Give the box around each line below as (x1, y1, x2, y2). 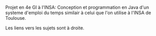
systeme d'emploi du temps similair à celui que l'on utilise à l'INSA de (5, 10, 151, 16)
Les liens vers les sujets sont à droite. (5, 25, 84, 31)
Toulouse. (5, 15, 27, 21)
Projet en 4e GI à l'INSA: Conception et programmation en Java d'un (5, 5, 149, 10)
